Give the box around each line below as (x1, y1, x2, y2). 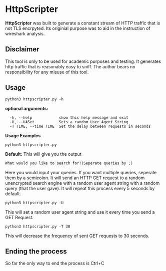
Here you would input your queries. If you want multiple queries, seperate (5, 169, 157, 175)
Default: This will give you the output (5, 151, 81, 157)
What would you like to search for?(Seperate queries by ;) (5, 161, 133, 166)
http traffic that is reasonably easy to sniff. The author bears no (5, 63, 135, 69)
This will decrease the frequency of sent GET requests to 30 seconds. (5, 233, 149, 239)
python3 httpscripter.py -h (5, 96, 64, 102)
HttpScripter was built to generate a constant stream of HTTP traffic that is (5, 20, 160, 26)
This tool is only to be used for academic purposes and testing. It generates (5, 58, 161, 64)
